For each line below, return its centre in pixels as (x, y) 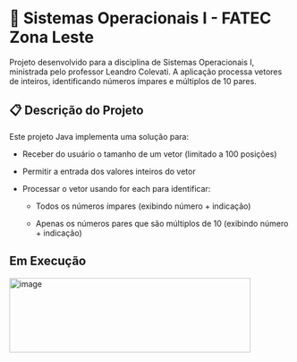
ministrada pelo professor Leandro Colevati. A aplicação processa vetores (146, 72)
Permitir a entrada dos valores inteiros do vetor (109, 171)
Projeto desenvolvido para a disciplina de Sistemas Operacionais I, (132, 62)
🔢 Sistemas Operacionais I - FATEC (140, 18)
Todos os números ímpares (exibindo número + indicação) (143, 206)
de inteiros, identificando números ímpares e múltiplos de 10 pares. (133, 81)
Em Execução (48, 261)
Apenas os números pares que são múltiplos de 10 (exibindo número (162, 223)
